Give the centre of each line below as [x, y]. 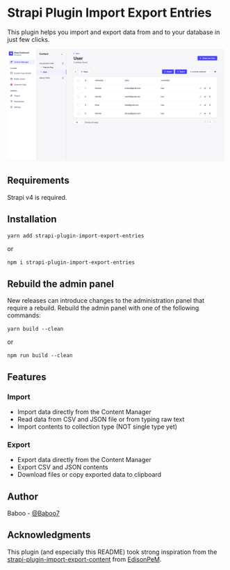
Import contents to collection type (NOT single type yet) [97, 427]
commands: [24, 315]
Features [27, 377]
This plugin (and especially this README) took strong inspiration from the [112, 552]
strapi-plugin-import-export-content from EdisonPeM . [84, 559]
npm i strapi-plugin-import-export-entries [71, 262]
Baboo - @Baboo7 [34, 513]
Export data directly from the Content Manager [84, 460]
